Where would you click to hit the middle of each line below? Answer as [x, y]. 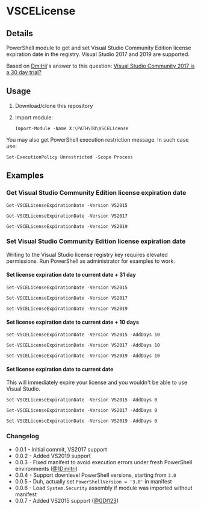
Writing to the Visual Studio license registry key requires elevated [87, 254]
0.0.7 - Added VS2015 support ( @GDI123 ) [67, 500]
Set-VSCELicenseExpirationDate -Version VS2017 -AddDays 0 [82, 411]
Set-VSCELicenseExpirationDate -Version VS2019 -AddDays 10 [83, 356]
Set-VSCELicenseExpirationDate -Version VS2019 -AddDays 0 [82, 421]
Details [20, 33]
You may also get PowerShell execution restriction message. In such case [97, 139]
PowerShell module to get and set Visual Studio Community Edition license [99, 48]
